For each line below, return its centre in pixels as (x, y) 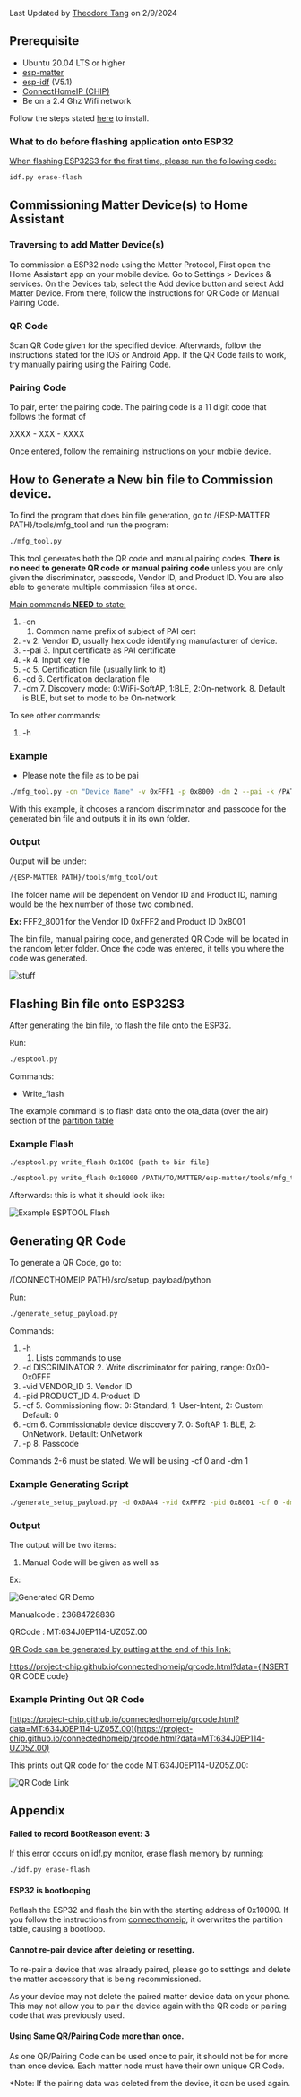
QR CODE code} (39, 1676)
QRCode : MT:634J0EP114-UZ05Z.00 (78, 1632)
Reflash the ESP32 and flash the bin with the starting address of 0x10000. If (149, 1910)
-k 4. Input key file (56, 659)
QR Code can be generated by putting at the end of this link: (120, 1649)
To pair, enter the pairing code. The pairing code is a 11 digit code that (138, 407)
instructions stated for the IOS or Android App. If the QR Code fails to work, (148, 354)
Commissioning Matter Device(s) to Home (129, 205)
